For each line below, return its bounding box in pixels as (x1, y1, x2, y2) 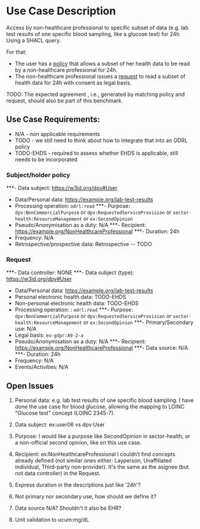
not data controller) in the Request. (14, 470, 101, 477)
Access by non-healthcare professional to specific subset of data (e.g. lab (6, 24, 189, 31)
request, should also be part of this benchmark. (6, 97, 124, 104)
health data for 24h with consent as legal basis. (14, 79, 132, 86)
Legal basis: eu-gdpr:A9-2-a (14, 331, 84, 339)
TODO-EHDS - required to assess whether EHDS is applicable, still (14, 149, 179, 156)
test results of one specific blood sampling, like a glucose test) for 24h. (6, 30, 181, 37)
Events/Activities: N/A (14, 364, 69, 371)
